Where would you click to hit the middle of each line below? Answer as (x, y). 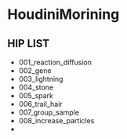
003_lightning (41, 79)
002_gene (35, 71)
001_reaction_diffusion (55, 62)
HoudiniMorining (63, 15)
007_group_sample (49, 112)
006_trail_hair (41, 104)
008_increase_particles (56, 121)
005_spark (36, 95)
